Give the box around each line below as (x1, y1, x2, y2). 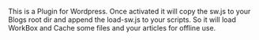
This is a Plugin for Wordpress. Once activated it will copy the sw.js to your (8, 7, 251, 16)
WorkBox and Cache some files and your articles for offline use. (8, 24, 216, 32)
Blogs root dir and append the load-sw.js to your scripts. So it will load (8, 15, 237, 24)
